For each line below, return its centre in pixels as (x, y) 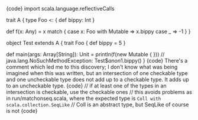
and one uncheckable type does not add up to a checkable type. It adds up (98, 80)
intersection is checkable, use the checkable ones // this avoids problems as (99, 92)
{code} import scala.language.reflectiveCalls (60, 9)
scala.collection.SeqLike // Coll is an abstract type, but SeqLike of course (98, 105)
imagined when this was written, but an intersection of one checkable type (97, 73)
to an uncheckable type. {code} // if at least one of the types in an (86, 86)
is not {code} (22, 111)
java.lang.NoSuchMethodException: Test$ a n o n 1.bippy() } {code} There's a (97, 61)
